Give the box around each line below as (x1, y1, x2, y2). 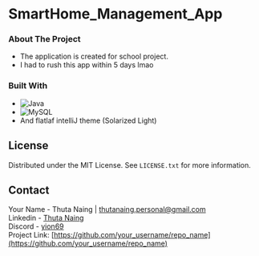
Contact (8, 183, 50, 197)
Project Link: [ (8, 230, 55, 240)
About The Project (8, 34, 82, 45)
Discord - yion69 (8, 221, 64, 231)
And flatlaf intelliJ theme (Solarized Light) (19, 116, 157, 125)
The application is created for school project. (19, 51, 168, 61)
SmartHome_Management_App (8, 5, 223, 23)
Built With (8, 80, 48, 91)
